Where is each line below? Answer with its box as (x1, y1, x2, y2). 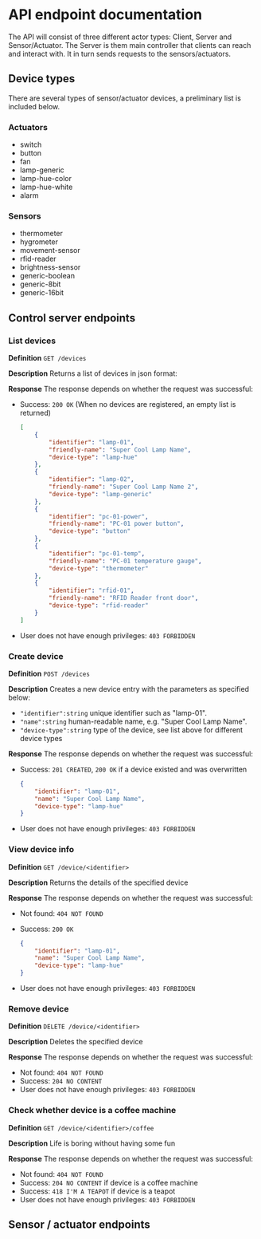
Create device (8, 650, 64, 661)
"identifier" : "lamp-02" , (49, 475, 134, 483)
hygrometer (19, 237, 58, 247)
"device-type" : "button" (49, 527, 131, 535)
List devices (8, 335, 56, 346)
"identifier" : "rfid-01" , (49, 586, 134, 595)
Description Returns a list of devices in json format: (8, 369, 177, 378)
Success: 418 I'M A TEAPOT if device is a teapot (19, 1186, 176, 1196)
